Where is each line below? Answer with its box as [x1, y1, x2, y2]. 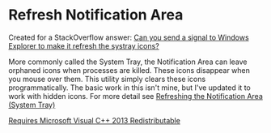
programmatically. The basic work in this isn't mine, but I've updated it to [8, 83, 251, 92]
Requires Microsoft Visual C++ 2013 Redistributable [8, 115, 180, 125]
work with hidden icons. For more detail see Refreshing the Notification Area [8, 91, 263, 101]
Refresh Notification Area [8, 6, 184, 24]
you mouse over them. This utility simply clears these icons [8, 74, 206, 84]
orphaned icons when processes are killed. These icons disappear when [8, 65, 251, 75]
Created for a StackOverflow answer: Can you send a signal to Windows [8, 32, 249, 42]
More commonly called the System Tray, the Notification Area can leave [8, 57, 248, 66]
